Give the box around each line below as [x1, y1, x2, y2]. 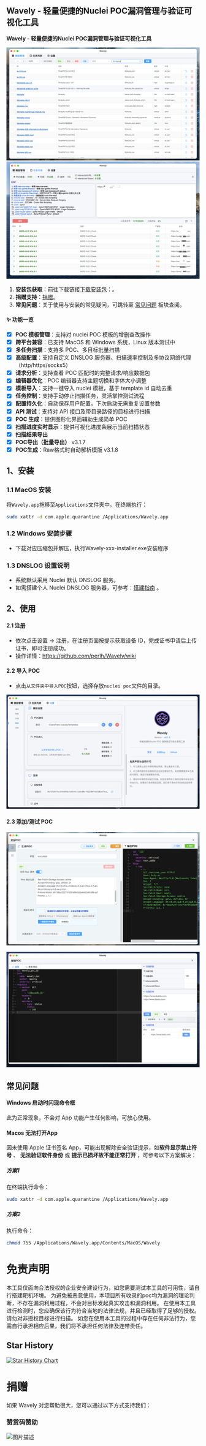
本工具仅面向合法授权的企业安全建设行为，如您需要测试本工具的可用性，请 [6, 1284, 194, 1291]
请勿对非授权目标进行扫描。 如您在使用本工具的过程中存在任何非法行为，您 [6, 1314, 196, 1322]
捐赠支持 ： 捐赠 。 [15, 293, 59, 300]
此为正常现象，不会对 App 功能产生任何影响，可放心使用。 [6, 1114, 154, 1121]
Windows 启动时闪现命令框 [6, 1099, 75, 1107]
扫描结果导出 [15, 431, 48, 438]
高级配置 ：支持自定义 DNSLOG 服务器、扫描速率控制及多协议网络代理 [15, 354, 191, 362]
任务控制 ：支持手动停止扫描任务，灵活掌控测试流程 [15, 392, 145, 399]
